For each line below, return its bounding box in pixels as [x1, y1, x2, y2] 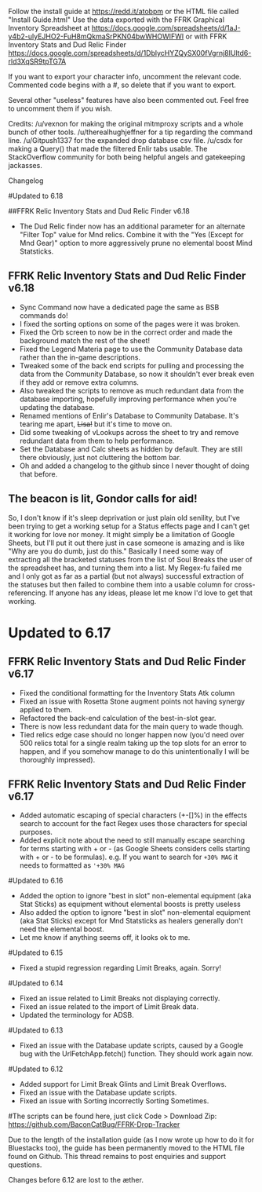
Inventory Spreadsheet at [8, 24, 90, 32]
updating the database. [19, 402, 95, 411]
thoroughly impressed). [19, 755, 96, 764]
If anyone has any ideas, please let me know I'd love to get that [49, 588, 253, 598]
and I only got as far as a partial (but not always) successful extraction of [8, 571, 245, 580]
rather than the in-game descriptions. [19, 353, 141, 362]
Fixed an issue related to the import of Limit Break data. [19, 1002, 198, 1011]
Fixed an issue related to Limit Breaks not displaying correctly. [19, 993, 220, 1004]
